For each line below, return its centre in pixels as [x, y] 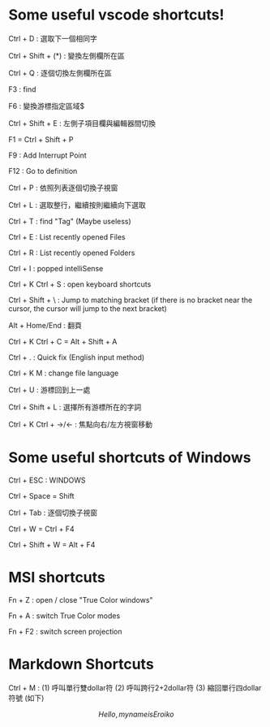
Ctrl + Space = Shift [41, 495]
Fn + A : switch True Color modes [64, 616]
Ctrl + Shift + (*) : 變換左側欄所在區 [67, 55]
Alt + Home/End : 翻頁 [45, 325]
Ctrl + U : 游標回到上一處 [49, 389]
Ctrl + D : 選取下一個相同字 [53, 38]
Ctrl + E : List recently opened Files [67, 236]
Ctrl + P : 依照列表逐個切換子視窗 [63, 188]
